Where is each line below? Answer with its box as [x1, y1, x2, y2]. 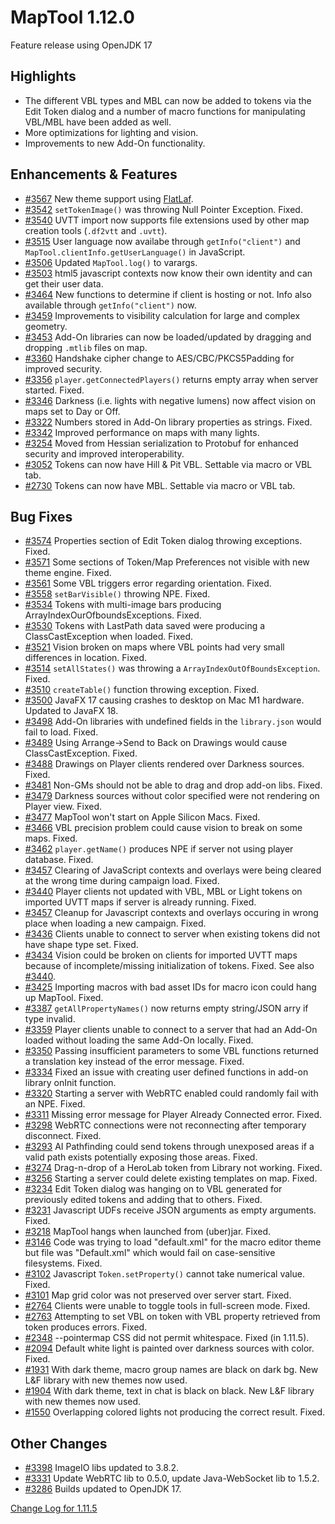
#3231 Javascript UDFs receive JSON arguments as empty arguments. [24, 1204, 317, 1216]
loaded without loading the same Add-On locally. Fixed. [24, 1034, 254, 1046]
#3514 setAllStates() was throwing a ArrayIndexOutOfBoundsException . [24, 662, 321, 675]
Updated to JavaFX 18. [24, 705, 119, 717]
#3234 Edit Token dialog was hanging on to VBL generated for [24, 1183, 283, 1195]
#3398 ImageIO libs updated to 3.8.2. [24, 1462, 180, 1474]
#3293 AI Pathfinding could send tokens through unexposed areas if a [24, 1141, 315, 1153]
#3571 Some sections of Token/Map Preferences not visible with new [24, 556, 310, 568]
